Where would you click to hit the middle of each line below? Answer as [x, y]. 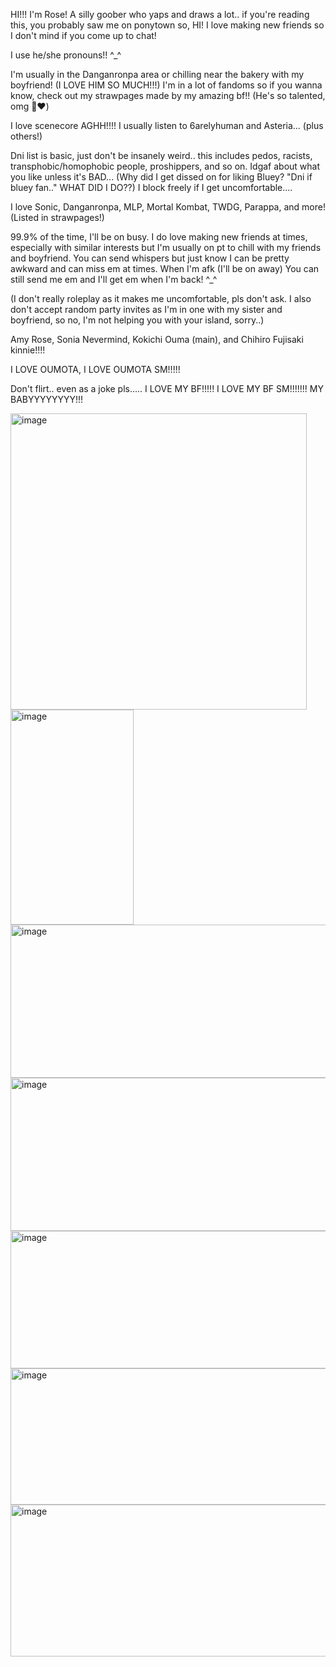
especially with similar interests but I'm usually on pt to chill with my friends [166, 247]
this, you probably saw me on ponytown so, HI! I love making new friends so [167, 25]
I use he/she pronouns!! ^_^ [66, 55]
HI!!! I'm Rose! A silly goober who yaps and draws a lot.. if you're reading [160, 14]
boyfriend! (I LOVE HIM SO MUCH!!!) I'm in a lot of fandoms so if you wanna [166, 85]
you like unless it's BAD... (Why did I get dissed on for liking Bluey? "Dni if [161, 177]
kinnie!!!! [28, 350]
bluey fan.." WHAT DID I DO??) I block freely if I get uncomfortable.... [151, 187]
